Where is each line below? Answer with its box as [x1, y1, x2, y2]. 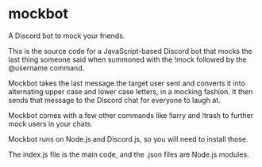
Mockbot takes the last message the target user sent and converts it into [8, 78, 246, 88]
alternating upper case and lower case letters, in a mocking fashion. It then [8, 86, 253, 96]
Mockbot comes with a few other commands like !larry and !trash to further [8, 110, 254, 120]
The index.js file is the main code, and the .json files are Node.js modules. [8, 150, 249, 159]
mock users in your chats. [8, 119, 93, 128]
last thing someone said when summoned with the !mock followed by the [8, 55, 247, 64]
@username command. [8, 63, 85, 72]
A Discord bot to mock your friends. [8, 31, 125, 40]
